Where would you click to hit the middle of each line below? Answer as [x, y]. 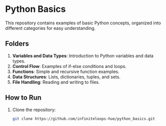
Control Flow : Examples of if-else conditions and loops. [69, 66]
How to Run [23, 98]
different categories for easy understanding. [50, 28]
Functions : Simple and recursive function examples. [66, 71]
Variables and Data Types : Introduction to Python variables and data [83, 56]
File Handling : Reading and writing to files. [56, 82]
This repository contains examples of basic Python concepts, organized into [83, 23]
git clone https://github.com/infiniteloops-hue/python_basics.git [83, 119]
